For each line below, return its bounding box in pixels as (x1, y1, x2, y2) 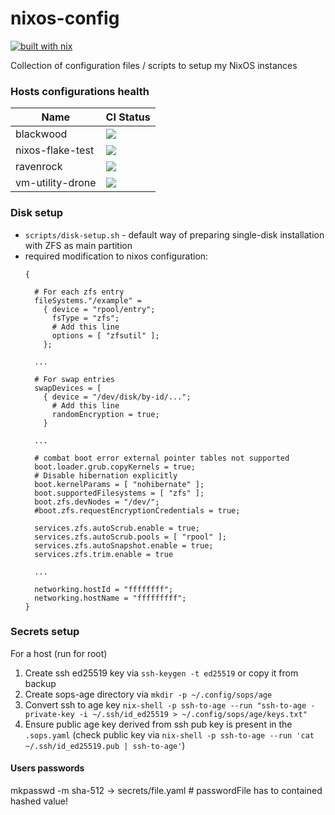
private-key (24, 709, 75, 719)
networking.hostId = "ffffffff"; (34, 584, 174, 594)
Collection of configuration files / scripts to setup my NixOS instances (10, 59, 298, 71)
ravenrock (15, 160, 63, 174)
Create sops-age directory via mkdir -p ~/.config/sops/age (24, 688, 273, 700)
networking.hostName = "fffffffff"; (34, 593, 187, 603)
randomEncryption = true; (51, 409, 160, 419)
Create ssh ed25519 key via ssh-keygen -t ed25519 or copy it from (24, 667, 299, 679)
